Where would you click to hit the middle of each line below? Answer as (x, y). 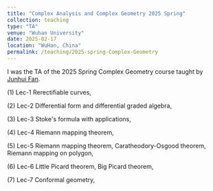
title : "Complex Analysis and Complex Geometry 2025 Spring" (97, 13)
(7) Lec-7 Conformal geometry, (51, 179)
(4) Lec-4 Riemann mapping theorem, (61, 132)
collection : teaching (38, 20)
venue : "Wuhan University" (46, 33)
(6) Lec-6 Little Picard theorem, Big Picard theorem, (80, 166)
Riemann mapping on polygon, (51, 153)
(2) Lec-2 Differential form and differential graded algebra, (90, 105)
